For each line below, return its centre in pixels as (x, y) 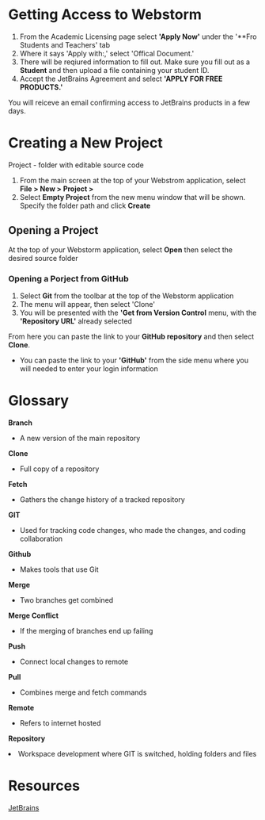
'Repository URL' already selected (76, 321)
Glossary (39, 401)
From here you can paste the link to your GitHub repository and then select (131, 336)
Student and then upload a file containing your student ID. (114, 70)
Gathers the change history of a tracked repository (102, 499)
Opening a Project (53, 230)
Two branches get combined (66, 600)
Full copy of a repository (59, 469)
